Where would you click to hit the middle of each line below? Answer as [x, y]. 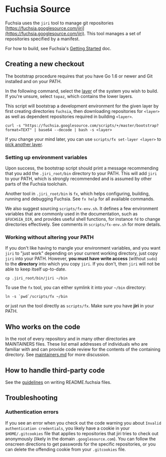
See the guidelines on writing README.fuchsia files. [58, 382]
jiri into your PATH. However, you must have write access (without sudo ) [81, 259]
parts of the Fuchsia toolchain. [36, 184]
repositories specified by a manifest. [42, 39]
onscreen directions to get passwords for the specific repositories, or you [81, 444]
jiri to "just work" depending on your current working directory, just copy [82, 253]
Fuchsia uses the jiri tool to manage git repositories [59, 23]
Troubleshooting [32, 398]
